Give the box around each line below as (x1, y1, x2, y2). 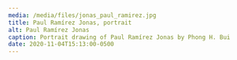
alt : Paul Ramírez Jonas (8, 26, 90, 34)
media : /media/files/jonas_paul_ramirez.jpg (8, 11, 157, 19)
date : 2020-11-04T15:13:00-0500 (8, 41, 114, 48)
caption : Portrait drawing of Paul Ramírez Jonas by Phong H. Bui (8, 33, 231, 41)
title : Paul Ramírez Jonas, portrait (8, 19, 132, 26)
